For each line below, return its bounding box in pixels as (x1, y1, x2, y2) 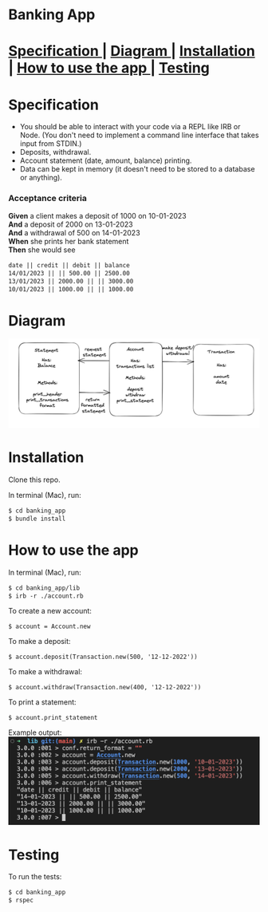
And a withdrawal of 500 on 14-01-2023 (8, 227, 141, 237)
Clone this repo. (8, 475, 61, 484)
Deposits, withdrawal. (19, 148, 92, 157)
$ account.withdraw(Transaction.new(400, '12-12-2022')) (8, 684, 202, 692)
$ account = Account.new (8, 622, 91, 631)
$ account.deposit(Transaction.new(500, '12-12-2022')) (8, 653, 198, 661)
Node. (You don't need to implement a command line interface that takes (19, 130, 259, 140)
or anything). (19, 173, 62, 183)
